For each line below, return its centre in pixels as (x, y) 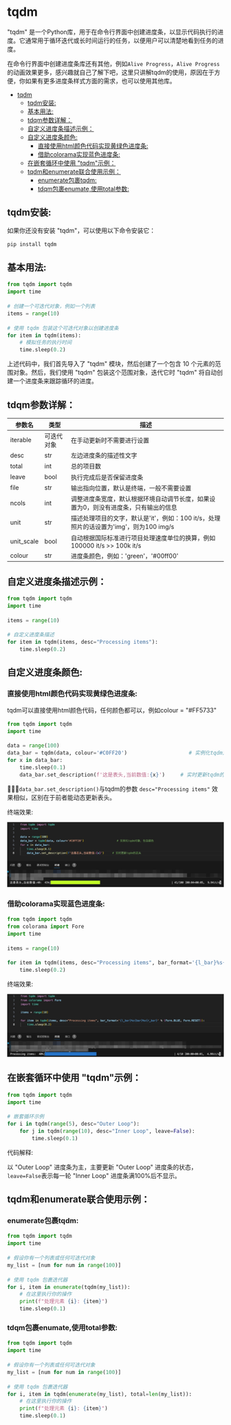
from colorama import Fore (46, 927)
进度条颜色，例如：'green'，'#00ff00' (125, 556)
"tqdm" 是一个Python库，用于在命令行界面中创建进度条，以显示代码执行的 (112, 32)
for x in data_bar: (35, 761)
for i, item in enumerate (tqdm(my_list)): (69, 1287)
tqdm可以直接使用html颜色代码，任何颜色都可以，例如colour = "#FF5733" (112, 710)
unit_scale (24, 541)
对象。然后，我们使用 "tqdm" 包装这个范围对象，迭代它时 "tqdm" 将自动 (115, 373)
